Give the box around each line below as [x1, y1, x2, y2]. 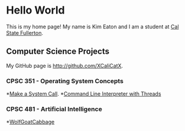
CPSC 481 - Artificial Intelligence [6, 104, 102, 113]
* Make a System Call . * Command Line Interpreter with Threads [6, 90, 161, 97]
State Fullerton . [6, 29, 43, 36]
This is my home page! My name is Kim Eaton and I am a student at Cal [6, 23, 179, 30]
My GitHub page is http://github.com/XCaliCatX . [6, 62, 123, 69]
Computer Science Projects [6, 47, 110, 57]
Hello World [6, 4, 65, 17]
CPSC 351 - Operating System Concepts [6, 77, 124, 85]
